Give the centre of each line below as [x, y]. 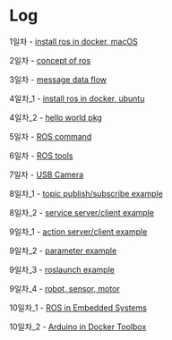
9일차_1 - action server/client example [78, 231]
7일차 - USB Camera [47, 174]
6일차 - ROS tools [41, 155]
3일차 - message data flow [58, 79]
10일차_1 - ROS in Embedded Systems [78, 307]
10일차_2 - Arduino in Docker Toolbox [78, 327]
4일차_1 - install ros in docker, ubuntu [77, 98]
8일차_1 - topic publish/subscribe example [86, 193]
